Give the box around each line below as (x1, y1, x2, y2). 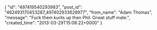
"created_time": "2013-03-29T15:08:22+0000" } (4, 20, 103, 26)
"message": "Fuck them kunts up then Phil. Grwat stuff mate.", (4, 15, 131, 20)
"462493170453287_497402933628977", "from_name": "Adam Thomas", (4, 9, 153, 15)
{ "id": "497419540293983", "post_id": (4, 4, 82, 10)
